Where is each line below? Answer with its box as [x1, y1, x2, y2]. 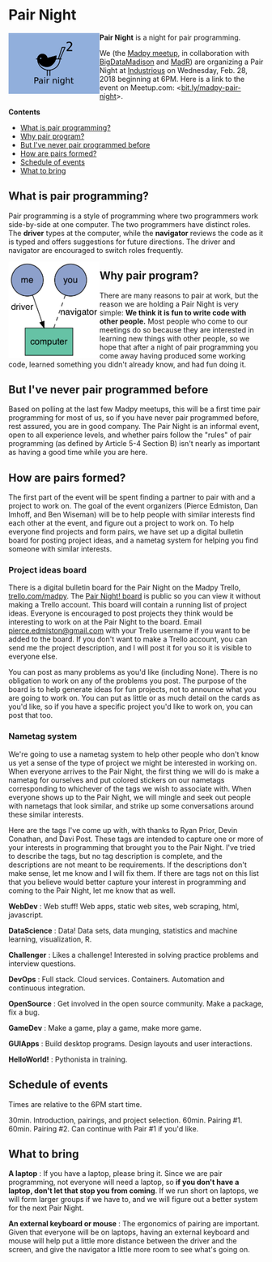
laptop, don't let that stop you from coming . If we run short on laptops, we [8, 1186, 259, 1195]
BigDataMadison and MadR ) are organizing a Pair [100, 57, 264, 67]
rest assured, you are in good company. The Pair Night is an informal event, [8, 422, 261, 431]
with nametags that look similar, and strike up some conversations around [8, 801, 254, 810]
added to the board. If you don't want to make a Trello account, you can [8, 634, 248, 644]
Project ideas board [8, 564, 87, 576]
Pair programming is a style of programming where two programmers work [8, 211, 259, 221]
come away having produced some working [100, 350, 246, 360]
